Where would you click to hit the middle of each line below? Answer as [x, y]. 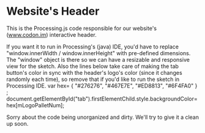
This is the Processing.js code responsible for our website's [82, 28]
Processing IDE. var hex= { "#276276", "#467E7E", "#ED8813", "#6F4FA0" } [102, 85]
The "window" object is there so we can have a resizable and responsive [98, 59]
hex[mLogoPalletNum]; [35, 105]
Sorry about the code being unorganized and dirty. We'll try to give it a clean [102, 117]
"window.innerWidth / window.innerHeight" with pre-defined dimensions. [99, 53]
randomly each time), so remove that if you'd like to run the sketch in [93, 79]
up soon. [17, 123]
